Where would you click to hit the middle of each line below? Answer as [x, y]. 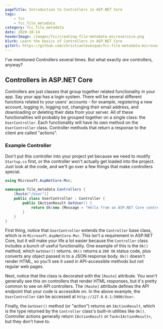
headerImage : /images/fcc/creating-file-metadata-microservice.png [75, 37]
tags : [10, 14]
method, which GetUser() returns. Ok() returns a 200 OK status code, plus [78, 251]
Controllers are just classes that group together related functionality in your [80, 92]
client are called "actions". [31, 133]
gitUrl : [13, 46]
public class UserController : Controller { [59, 199]
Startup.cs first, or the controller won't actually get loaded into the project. [80, 161]
